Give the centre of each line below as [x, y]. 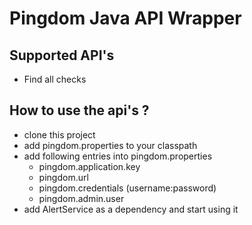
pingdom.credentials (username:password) [127, 188]
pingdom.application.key [89, 166]
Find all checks [55, 79]
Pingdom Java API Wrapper [125, 18]
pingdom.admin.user [81, 198]
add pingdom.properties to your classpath [110, 145]
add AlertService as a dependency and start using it [131, 209]
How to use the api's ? [79, 110]
